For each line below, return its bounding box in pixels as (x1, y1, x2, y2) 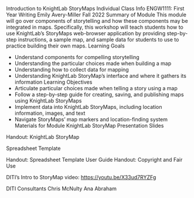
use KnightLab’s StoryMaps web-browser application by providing (6, 30, 166, 37)
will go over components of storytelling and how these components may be (6, 18, 189, 24)
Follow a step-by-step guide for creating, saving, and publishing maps (14, 91, 184, 98)
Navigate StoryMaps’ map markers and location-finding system (14, 116, 168, 122)
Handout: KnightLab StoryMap (6, 134, 80, 140)
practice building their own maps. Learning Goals (6, 42, 125, 49)
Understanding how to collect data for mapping (14, 66, 129, 73)
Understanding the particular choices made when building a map (14, 60, 172, 67)
